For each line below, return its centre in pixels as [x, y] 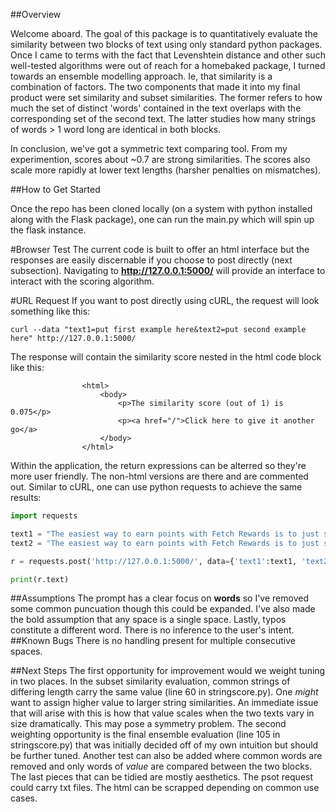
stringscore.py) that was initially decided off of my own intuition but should [164, 745]
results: [26, 497]
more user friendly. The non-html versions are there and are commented [159, 476]
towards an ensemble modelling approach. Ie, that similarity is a [141, 76]
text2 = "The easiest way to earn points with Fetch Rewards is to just [165, 543]
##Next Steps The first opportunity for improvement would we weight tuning [168, 671]
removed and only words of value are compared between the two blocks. [161, 766]
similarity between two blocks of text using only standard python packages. [166, 44]
